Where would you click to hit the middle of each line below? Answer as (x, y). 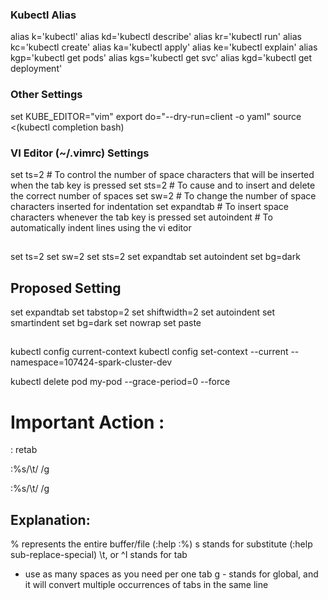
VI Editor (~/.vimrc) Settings (80, 153)
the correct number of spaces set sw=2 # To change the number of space (163, 195)
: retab (24, 450)
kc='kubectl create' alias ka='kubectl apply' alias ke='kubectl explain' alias (164, 47)
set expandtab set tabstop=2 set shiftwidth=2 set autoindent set (143, 312)
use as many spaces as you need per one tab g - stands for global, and (171, 574)
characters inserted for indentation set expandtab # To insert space (150, 206)
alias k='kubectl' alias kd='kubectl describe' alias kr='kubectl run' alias (156, 37)
